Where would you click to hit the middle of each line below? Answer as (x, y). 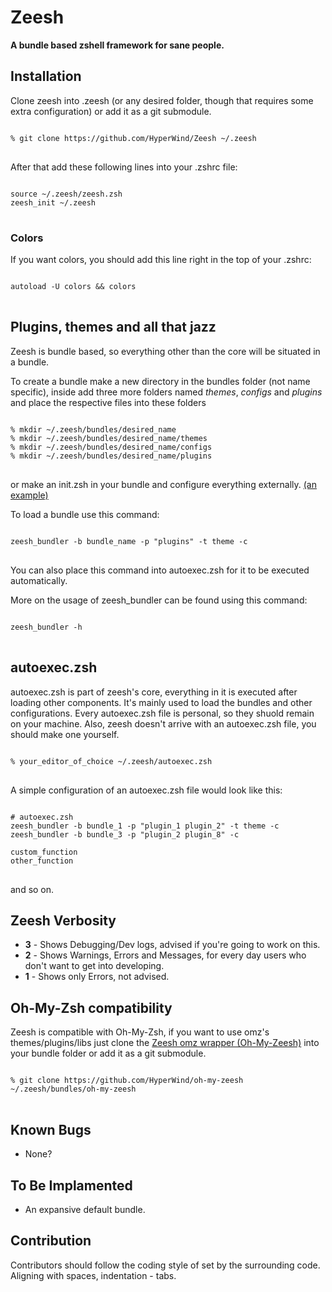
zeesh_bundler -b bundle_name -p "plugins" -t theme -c (129, 541)
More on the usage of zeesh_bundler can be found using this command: (159, 600)
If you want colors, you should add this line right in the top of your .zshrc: (161, 260)
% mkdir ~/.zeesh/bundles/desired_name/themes (109, 438)
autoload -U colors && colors (73, 287)
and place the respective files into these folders (108, 402)
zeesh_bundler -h (46, 627)
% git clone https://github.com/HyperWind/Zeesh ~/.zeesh (133, 138)
